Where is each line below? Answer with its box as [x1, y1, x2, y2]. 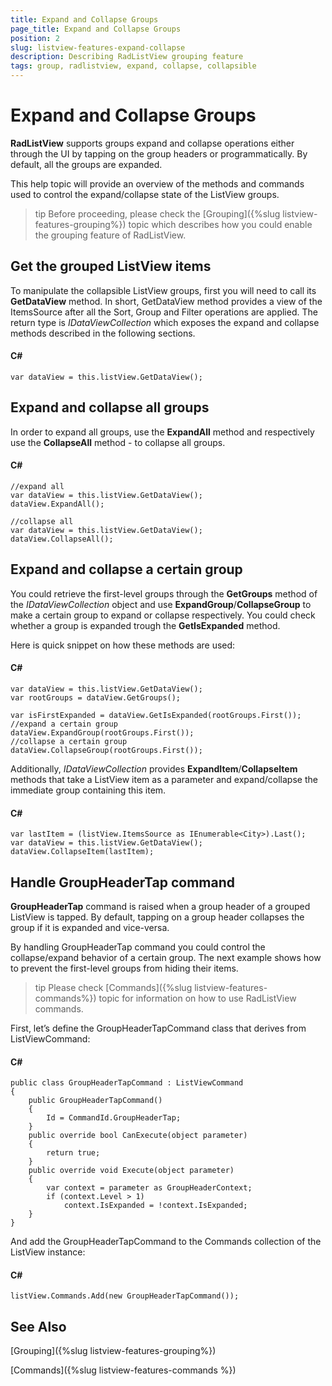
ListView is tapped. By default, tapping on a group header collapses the [10, 911, 305, 923]
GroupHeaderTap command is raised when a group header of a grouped [10, 901, 311, 912]
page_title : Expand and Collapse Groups [10, 24, 182, 34]
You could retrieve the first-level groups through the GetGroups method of [10, 587, 318, 600]
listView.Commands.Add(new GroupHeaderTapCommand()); [10, 1291, 240, 1301]
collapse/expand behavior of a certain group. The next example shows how [10, 952, 322, 963]
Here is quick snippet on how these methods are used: [10, 639, 236, 651]
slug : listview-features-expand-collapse [10, 42, 186, 53]
